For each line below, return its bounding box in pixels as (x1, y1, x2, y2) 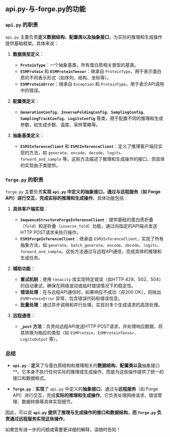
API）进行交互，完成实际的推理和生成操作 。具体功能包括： (5, 195, 128, 201)
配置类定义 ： (12, 98, 40, 104)
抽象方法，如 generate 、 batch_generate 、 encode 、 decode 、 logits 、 (20, 242, 161, 248)
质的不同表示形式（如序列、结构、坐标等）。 (20, 74, 112, 80)
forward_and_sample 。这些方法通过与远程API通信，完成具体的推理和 (20, 248, 162, 254)
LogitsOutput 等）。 (20, 336, 60, 342)
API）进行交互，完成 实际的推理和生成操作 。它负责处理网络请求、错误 (12, 392, 158, 398)
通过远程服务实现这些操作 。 (9, 416, 67, 422)
